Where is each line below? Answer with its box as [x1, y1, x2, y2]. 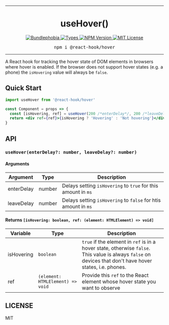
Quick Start [5, 84, 42, 92]
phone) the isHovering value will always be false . [5, 69, 108, 75]
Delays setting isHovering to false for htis [62, 196, 161, 203]
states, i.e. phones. [81, 263, 127, 270]
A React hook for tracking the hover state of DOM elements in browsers [5, 59, 153, 65]
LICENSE [5, 301, 34, 310]
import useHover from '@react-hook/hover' [5, 97, 96, 102]
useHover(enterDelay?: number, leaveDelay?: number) [5, 149, 137, 155]
